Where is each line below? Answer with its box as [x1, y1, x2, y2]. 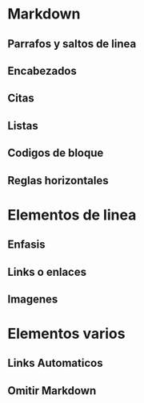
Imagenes [7, 292, 58, 306]
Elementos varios [7, 325, 126, 343]
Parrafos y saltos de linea [7, 37, 137, 51]
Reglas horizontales [7, 174, 109, 187]
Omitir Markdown [7, 384, 97, 397]
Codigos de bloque [7, 146, 104, 160]
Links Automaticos [7, 356, 103, 370]
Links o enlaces [7, 265, 87, 278]
